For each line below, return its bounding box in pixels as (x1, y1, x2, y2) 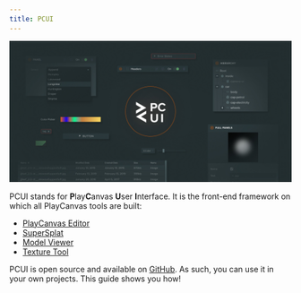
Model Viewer (21, 237, 74, 247)
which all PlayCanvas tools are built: (9, 200, 142, 211)
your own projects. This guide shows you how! (9, 273, 182, 284)
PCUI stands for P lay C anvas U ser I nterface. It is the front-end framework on (9, 191, 291, 202)
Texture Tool (21, 246, 69, 257)
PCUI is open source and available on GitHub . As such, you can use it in (9, 263, 275, 274)
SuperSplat (21, 227, 64, 237)
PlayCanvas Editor (21, 218, 90, 228)
